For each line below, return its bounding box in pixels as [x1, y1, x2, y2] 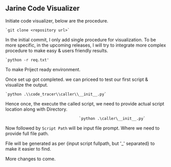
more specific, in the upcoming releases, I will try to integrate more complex [5, 42, 166, 48]
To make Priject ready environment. [5, 66, 81, 72]
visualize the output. [5, 81, 48, 88]
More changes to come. [5, 156, 56, 162]
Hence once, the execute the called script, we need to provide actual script [5, 100, 164, 107]
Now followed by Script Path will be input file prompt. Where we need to [5, 125, 160, 131]
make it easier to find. [5, 145, 51, 152]
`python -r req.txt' [5, 57, 50, 62]
